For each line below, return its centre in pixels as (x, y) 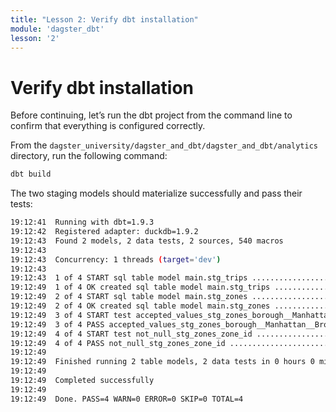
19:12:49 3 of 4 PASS (57, 324)
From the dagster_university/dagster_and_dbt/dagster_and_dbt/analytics (164, 145)
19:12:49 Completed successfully (82, 381)
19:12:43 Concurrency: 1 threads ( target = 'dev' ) (116, 259)
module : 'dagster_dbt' (57, 29)
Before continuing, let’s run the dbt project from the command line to (151, 115)
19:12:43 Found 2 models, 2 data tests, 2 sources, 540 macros (147, 241)
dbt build (31, 174)
